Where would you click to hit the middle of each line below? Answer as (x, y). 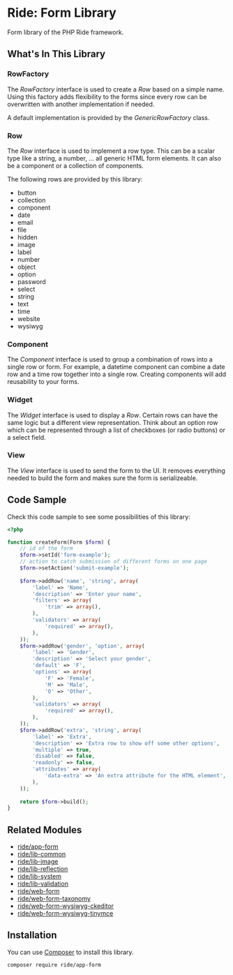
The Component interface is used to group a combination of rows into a (110, 359)
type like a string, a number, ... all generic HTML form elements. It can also (114, 158)
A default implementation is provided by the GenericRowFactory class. (108, 117)
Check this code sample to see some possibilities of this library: (99, 516)
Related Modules (45, 829)
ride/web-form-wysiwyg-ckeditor (65, 906)
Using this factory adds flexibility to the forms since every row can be (107, 96)
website (29, 318)
